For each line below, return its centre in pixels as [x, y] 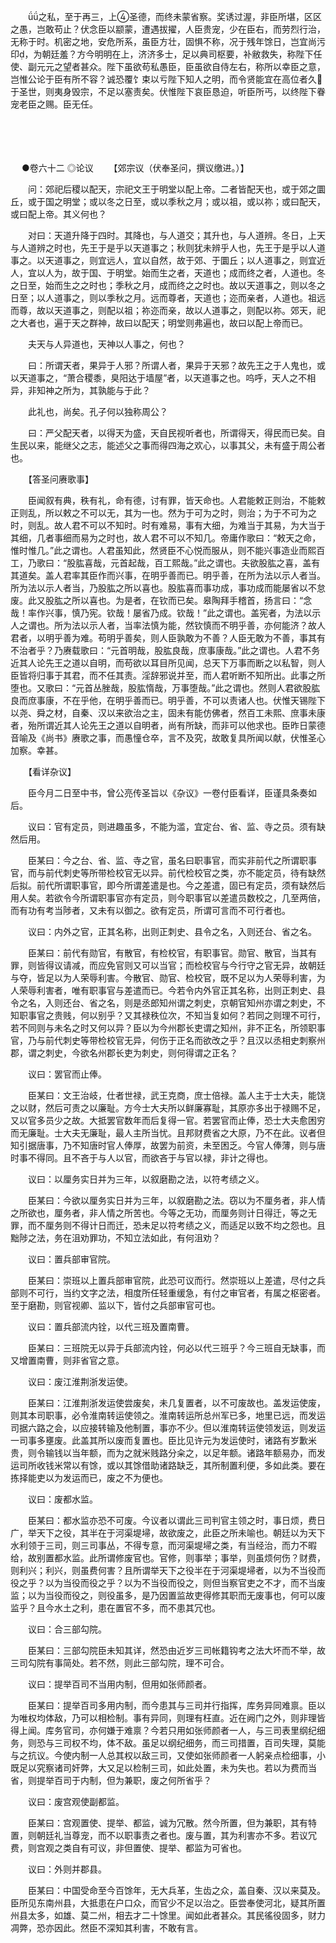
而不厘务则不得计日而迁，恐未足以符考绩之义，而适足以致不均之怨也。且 [176, 1225]
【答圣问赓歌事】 [60, 479]
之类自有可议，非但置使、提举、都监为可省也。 [150, 1848]
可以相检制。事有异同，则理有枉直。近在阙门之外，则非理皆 [202, 1718]
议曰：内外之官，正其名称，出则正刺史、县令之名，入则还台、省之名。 [172, 931]
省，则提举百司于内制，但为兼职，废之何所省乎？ [111, 1780]
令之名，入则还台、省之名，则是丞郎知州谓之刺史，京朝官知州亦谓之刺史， [163, 1003]
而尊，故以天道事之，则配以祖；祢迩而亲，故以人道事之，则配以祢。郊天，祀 [168, 310]
